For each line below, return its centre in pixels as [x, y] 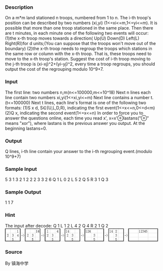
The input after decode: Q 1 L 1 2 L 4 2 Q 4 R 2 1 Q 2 [57, 226]
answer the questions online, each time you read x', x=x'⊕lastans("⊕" [77, 118]
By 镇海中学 [17, 263]
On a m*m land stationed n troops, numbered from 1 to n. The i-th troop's [78, 18]
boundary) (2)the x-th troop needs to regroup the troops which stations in [79, 49]
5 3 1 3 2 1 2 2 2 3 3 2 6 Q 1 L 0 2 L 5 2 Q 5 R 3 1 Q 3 [57, 180]
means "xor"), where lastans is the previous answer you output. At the [75, 123]
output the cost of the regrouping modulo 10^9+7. [54, 69]
